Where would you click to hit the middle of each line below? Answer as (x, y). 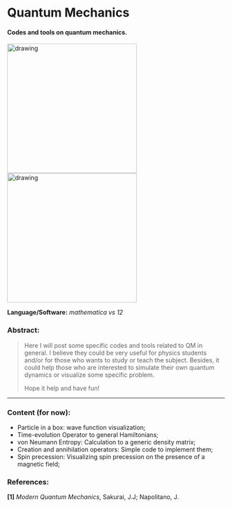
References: (28, 482)
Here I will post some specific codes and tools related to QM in (113, 345)
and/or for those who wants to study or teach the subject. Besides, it (122, 360)
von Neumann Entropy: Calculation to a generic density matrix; (106, 442)
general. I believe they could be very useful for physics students (115, 353)
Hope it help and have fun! (62, 388)
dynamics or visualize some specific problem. (89, 375)
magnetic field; (38, 464)
